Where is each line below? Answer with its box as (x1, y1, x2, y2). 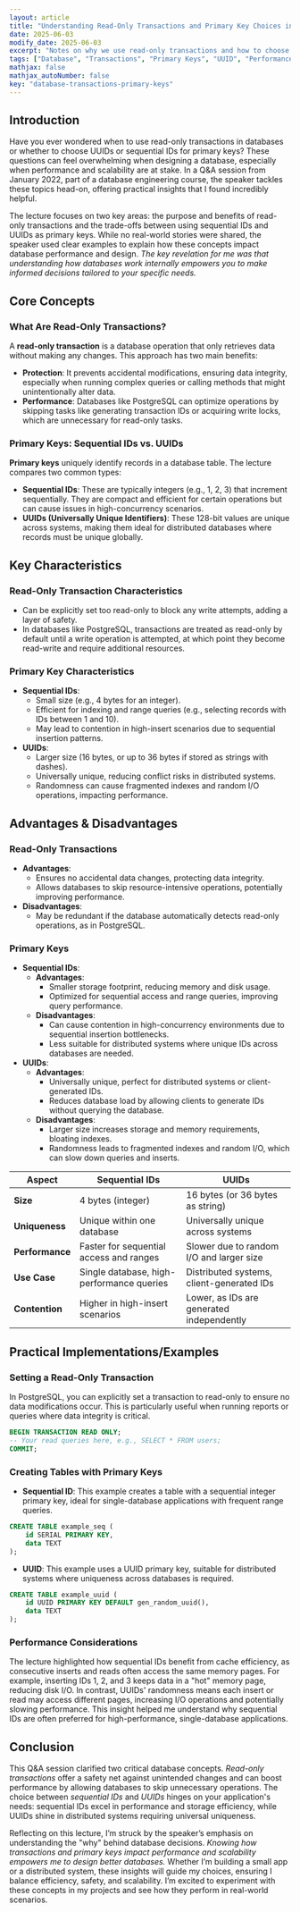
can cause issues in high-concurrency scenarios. (21, 503, 204, 514)
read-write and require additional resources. (21, 643, 186, 653)
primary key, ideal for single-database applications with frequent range (21, 1495, 284, 1506)
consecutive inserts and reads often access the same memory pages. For (9, 1666, 280, 1677)
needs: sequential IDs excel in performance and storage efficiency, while (9, 1801, 277, 1812)
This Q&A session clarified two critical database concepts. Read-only (9, 1763, 265, 1774)
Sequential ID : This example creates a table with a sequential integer (21, 1486, 277, 1496)
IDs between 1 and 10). (35, 714, 119, 725)
